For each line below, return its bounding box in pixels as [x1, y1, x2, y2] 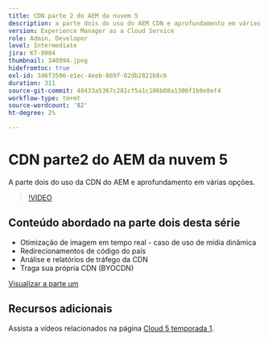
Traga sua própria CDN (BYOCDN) [19, 263, 134, 273]
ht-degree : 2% [8, 109, 56, 117]
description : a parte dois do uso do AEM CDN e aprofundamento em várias [8, 19, 262, 27]
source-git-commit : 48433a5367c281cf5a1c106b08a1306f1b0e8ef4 [8, 86, 221, 95]
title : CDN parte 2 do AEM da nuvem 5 [8, 11, 138, 20]
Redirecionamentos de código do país [19, 246, 146, 256]
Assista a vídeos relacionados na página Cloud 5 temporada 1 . [8, 323, 215, 333]
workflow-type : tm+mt [8, 94, 81, 102]
